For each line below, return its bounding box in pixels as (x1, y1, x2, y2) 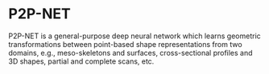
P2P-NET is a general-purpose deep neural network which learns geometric (8, 31, 262, 41)
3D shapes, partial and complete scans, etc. (8, 56, 155, 66)
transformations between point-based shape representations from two (8, 39, 243, 49)
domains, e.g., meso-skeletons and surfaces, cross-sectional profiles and (8, 48, 253, 57)
